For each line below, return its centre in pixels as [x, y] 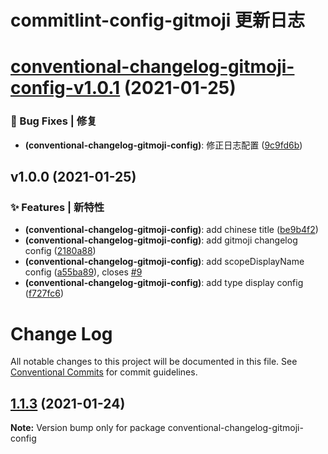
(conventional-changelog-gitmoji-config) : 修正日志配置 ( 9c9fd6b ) [163, 145]
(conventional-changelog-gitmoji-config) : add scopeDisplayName [164, 262]
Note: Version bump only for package [88, 428]
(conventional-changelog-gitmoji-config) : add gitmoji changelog [161, 240]
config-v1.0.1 [65, 88]
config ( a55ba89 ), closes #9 [83, 272]
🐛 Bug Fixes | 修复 [54, 121]
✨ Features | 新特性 [57, 207]
